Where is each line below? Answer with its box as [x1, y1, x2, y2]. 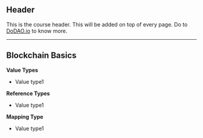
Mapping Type [6, 113, 43, 120]
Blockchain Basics [6, 51, 77, 61]
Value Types [6, 66, 38, 74]
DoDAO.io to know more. [6, 27, 68, 34]
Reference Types [6, 90, 50, 97]
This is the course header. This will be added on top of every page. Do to [6, 20, 188, 28]
